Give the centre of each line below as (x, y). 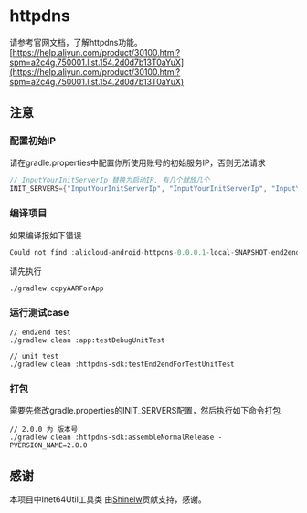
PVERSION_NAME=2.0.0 (49, 445)
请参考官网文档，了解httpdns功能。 (76, 42)
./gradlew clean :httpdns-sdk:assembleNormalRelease (112, 438)
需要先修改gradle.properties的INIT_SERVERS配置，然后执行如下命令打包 (145, 411)
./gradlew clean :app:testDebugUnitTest (88, 340)
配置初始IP (33, 141)
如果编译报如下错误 (46, 235)
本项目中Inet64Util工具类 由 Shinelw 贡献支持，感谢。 (108, 499)
